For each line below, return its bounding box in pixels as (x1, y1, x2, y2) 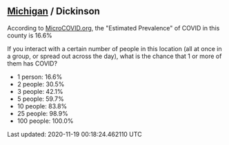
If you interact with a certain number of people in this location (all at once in (7, 44, 222, 52)
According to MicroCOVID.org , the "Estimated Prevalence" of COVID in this (7, 23, 220, 32)
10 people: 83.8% (17, 101, 68, 110)
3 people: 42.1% (17, 87, 63, 95)
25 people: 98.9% (17, 109, 69, 117)
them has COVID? (7, 59, 57, 68)
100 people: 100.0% (17, 117, 74, 125)
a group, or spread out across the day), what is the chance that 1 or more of (7, 52, 222, 60)
